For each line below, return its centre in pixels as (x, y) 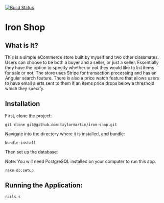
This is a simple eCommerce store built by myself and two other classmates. (82, 57)
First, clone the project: (29, 116)
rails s (13, 197)
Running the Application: (44, 186)
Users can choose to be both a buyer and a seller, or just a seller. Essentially (82, 62)
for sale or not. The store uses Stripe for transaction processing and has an (81, 73)
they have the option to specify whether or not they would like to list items (80, 68)
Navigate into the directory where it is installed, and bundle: (65, 134)
